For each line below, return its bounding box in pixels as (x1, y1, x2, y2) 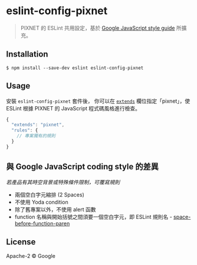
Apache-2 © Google (6, 253, 56, 260)
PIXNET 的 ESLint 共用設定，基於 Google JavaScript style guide (20, 24, 175, 31)
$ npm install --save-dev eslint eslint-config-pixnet (6, 65, 144, 71)
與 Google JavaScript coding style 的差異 (6, 162, 159, 172)
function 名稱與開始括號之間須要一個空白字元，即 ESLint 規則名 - (14, 213, 172, 220)
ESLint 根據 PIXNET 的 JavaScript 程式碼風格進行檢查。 (6, 104, 140, 112)
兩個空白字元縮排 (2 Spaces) (14, 191, 84, 198)
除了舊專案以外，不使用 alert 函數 (14, 205, 96, 213)
